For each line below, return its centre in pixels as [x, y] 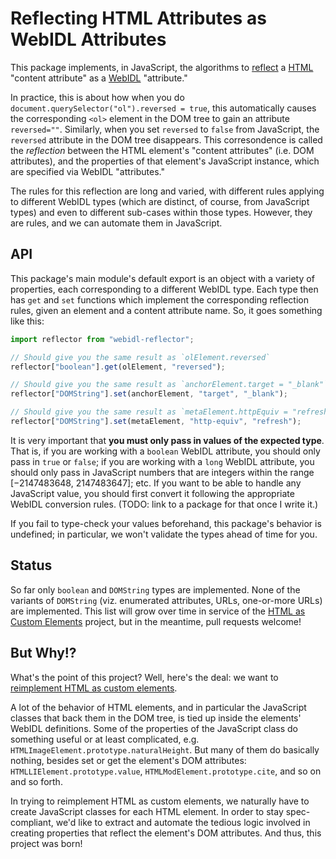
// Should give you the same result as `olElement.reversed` [140, 357]
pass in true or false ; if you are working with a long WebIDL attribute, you [162, 461]
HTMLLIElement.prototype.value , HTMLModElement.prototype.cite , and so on [166, 771]
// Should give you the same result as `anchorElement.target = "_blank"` [169, 385]
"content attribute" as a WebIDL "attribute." [99, 78]
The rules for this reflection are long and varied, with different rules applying [167, 191]
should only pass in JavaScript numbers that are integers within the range [162, 472]
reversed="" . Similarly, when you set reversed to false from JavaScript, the [165, 129]
